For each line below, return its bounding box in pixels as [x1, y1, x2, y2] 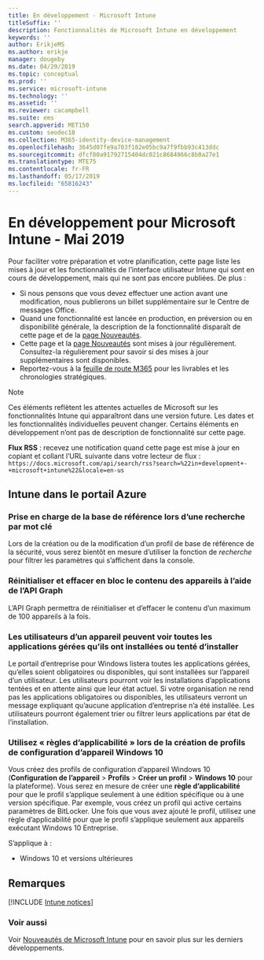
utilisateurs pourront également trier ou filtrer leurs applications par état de [8, 709, 251, 718]
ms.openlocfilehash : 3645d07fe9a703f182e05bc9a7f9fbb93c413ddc [8, 143, 220, 151]
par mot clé [8, 521, 53, 532]
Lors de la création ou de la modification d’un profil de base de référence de [8, 539, 255, 548]
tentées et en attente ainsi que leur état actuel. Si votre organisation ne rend [8, 684, 254, 693]
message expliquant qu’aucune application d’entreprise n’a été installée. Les [8, 700, 255, 710]
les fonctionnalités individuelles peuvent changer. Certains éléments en [8, 419, 240, 429]
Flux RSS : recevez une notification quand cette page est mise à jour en [8, 442, 240, 452]
